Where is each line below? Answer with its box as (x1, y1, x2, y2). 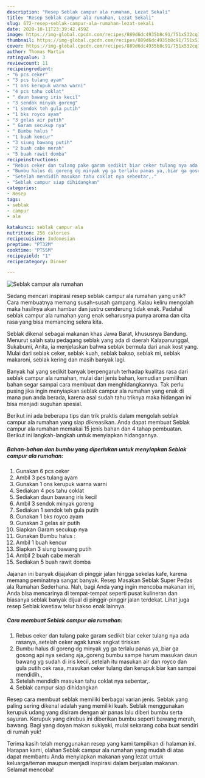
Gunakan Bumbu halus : (15, 533, 76, 540)
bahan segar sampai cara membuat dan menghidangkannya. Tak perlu (7, 381, 184, 388)
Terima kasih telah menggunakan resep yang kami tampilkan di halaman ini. (7, 740, 196, 747)
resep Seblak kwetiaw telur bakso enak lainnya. (7, 603, 127, 610)
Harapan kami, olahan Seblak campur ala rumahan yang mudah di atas (7, 746, 184, 754)
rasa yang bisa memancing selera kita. (7, 318, 103, 325)
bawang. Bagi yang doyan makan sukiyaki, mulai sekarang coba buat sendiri (7, 722, 198, 729)
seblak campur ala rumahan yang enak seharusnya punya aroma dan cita (7, 312, 190, 319)
